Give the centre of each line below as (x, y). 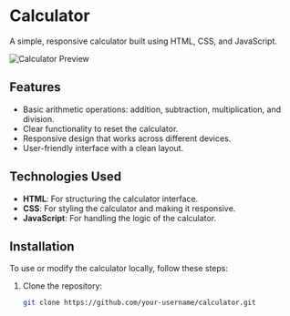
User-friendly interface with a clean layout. (103, 148)
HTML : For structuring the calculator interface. (110, 199)
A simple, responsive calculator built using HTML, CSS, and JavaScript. (144, 41)
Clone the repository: (62, 286)
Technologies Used (65, 177)
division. (38, 118)
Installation (42, 246)
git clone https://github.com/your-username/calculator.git (139, 303)
